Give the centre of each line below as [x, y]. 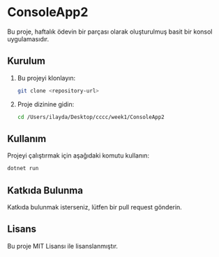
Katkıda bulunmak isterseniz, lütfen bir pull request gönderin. [95, 207]
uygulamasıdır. [28, 39]
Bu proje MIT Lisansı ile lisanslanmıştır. [63, 246]
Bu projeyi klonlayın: [46, 78]
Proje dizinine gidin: [46, 104]
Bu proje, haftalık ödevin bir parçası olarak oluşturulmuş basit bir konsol [110, 32]
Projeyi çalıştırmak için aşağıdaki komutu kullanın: [78, 155]
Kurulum [27, 61]
